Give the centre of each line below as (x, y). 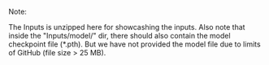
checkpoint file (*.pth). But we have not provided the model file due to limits (135, 44)
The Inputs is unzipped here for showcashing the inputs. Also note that (127, 27)
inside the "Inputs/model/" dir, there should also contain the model (119, 36)
